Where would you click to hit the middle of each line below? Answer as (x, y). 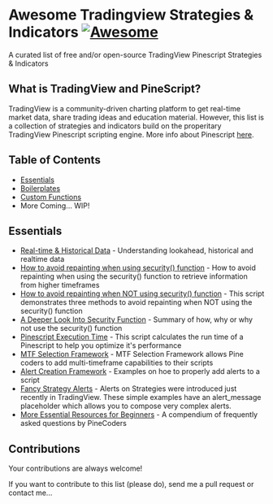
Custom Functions (51, 197)
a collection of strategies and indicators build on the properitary (115, 126)
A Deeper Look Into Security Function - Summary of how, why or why (136, 319)
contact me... (30, 493)
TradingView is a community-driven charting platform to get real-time (125, 108)
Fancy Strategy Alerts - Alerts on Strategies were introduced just (128, 389)
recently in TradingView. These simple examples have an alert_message (141, 398)
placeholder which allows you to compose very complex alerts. (126, 406)
